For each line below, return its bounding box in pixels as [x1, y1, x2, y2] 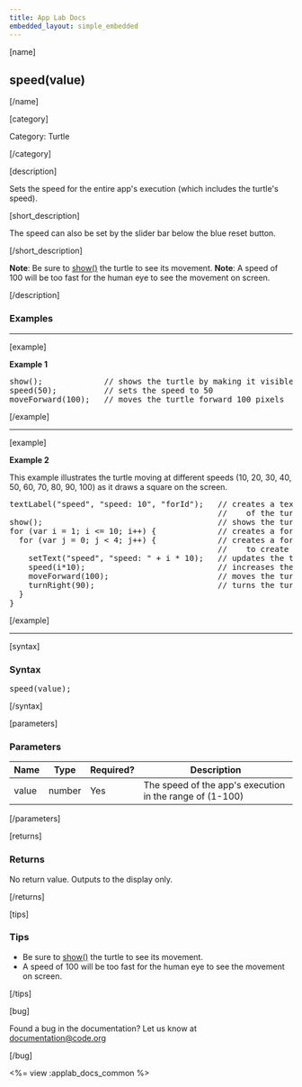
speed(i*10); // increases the [28, 562, 294, 572]
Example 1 [9, 358, 48, 369]
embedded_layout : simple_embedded [9, 22, 139, 31]
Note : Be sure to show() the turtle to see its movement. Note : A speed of [9, 263, 279, 274]
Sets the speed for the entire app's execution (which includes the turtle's [9, 184, 279, 195]
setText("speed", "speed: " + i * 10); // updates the [28, 553, 285, 563]
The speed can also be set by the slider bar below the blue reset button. [9, 228, 276, 239]
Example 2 [9, 454, 49, 465]
